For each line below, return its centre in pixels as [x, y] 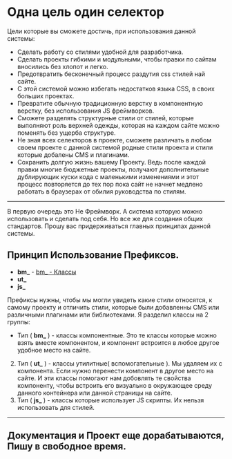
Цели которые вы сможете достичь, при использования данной [101, 31]
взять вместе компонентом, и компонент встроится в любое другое [118, 342]
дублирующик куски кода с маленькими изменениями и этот [108, 176]
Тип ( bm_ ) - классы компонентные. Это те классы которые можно [117, 335]
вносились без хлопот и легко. [62, 66]
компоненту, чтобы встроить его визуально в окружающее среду [115, 385]
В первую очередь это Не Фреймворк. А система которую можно [105, 211]
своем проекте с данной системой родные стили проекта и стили [115, 147]
